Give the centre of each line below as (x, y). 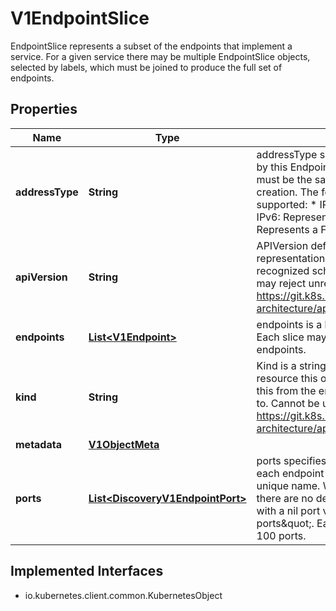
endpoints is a (289, 324)
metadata (38, 444)
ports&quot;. (285, 523)
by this (272, 167)
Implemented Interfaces (87, 571)
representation (291, 258)
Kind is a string (291, 365)
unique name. (288, 485)
